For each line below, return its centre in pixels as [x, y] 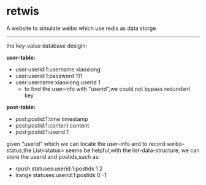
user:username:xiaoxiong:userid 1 [58, 82]
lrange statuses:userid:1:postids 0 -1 [61, 175]
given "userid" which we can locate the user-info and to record [86, 143]
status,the [19, 150]
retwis [23, 11]
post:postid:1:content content [52, 125]
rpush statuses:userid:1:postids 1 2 [59, 169]
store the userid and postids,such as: [53, 156]
